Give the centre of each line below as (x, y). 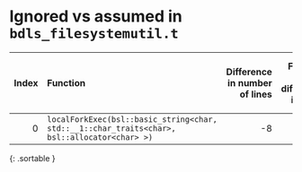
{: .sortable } (32, 158)
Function (67, 82)
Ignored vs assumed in (96, 17)
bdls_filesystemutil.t (94, 34)
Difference (249, 72)
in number (250, 82)
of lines (256, 94)
